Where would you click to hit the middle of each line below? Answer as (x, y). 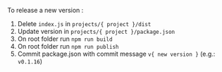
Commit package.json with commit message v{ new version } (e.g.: (116, 54)
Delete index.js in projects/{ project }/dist (84, 24)
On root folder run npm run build (65, 39)
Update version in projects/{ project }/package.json (96, 31)
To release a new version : (45, 10)
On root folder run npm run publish (68, 46)
